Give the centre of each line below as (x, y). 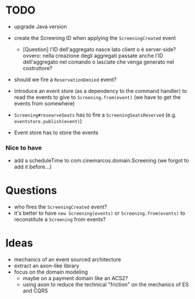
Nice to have (24, 148)
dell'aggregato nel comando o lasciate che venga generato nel (98, 62)
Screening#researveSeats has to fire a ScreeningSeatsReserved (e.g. (95, 115)
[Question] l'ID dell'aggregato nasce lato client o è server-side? (99, 49)
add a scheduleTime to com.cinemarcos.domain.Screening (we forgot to (101, 161)
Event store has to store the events (56, 132)
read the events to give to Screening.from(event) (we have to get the (97, 97)
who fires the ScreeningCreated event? (60, 207)
